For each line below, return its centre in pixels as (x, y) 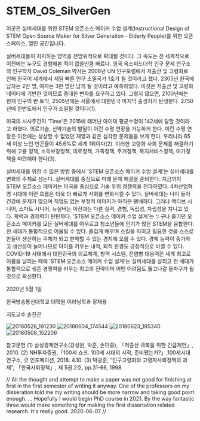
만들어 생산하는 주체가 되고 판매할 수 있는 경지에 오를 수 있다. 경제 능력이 (90, 238)
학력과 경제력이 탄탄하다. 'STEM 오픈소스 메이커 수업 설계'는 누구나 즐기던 (100, 216)
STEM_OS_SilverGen (59, 11)
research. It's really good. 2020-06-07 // (56, 411)
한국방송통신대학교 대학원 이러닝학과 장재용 (57, 301)
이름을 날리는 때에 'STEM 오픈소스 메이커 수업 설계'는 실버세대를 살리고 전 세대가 (100, 261)
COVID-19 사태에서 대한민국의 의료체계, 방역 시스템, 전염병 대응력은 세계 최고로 (99, 253)
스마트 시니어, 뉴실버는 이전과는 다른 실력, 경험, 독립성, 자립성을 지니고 (101, 208)
